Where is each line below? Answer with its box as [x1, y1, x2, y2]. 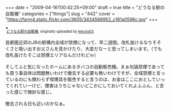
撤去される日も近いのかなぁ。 [5, 100, 67, 106]
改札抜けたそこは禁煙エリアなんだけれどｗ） [5, 52, 99, 58]
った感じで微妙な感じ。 [5, 89, 54, 95]
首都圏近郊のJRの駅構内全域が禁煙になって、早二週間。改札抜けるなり [5, 39, 153, 45]
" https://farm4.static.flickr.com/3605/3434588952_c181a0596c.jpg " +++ [5, 17, 158, 22]
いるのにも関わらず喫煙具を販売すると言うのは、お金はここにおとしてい [9, 76, 161, 82]
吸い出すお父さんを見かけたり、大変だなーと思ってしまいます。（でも [18, 46, 162, 51]
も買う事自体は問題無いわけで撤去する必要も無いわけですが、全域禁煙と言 [5, 70, 161, 76]
